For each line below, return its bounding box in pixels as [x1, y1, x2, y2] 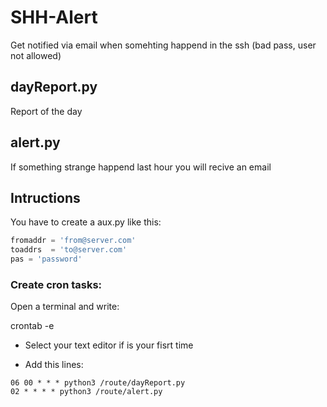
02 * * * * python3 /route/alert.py [10, 387, 163, 397]
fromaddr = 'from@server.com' [10, 236, 137, 246]
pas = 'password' [10, 254, 83, 265]
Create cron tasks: [10, 277, 103, 291]
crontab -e [10, 320, 55, 332]
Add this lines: [24, 359, 84, 371]
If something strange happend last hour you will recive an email [10, 161, 272, 173]
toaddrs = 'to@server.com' [10, 245, 128, 255]
